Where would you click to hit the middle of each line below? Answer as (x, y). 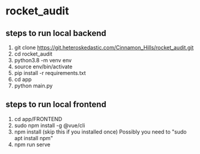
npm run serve (32, 144)
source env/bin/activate (43, 67)
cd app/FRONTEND (38, 119)
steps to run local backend (56, 33)
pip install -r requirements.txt (50, 73)
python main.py (33, 86)
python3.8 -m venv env (43, 60)
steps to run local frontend (56, 105)
